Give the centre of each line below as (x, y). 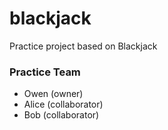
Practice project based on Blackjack (83, 46)
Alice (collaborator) (63, 104)
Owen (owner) (53, 94)
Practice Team (45, 72)
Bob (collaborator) (61, 115)
